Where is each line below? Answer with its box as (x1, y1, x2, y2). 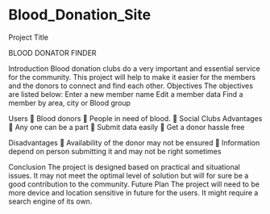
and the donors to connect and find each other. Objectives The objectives (8, 81, 254, 90)
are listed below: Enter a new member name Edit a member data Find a (8, 89, 243, 99)
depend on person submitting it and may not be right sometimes (8, 146, 222, 156)
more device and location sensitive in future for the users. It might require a (8, 187, 259, 197)
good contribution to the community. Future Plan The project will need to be (8, 179, 260, 189)
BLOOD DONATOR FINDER (8, 48, 97, 57)
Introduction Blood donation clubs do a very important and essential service (8, 63, 260, 73)
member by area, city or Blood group (8, 98, 131, 107)
